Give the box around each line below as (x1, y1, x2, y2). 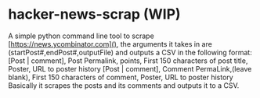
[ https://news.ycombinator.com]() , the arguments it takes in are (8, 39, 213, 48)
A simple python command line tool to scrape (8, 31, 154, 40)
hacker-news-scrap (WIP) (8, 5, 182, 23)
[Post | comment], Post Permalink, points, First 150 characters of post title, (8, 56, 248, 65)
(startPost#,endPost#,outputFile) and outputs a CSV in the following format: (8, 47, 252, 57)
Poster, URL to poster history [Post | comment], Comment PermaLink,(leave (8, 64, 252, 73)
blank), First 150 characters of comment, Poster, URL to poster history (8, 72, 233, 82)
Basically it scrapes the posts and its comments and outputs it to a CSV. (8, 80, 240, 90)
